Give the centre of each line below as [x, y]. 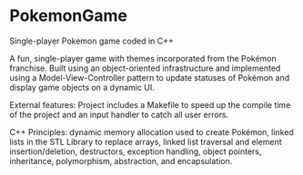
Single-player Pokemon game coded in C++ [92, 41]
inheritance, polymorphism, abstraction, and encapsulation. [121, 160]
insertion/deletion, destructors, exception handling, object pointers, [136, 151]
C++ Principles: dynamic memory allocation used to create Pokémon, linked [151, 131]
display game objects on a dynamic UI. [82, 87]
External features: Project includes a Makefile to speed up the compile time [150, 104]
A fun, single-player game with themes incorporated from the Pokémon [143, 58]
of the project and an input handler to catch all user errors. [119, 114]
